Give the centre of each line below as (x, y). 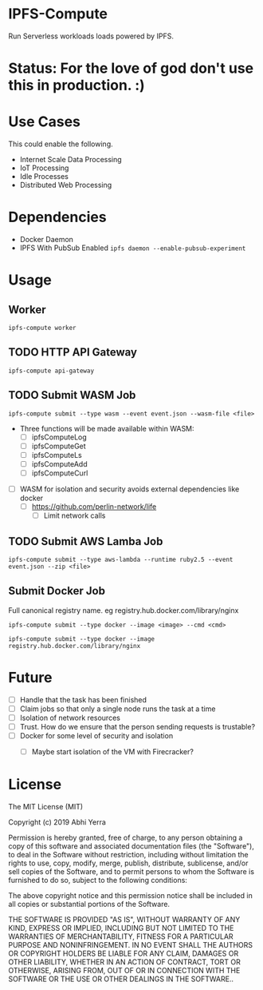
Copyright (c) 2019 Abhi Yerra (57, 822)
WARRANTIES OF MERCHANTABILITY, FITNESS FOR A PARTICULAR (121, 936)
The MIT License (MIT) (46, 807)
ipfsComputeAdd (59, 463)
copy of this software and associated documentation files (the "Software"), (131, 846)
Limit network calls (75, 515)
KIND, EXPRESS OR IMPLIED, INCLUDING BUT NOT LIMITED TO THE (121, 928)
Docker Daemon (47, 239)
